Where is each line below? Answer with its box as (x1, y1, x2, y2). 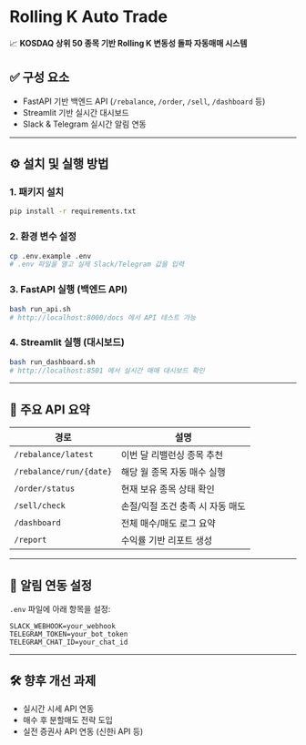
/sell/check (14, 501, 66, 511)
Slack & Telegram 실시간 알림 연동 (22, 118, 148, 129)
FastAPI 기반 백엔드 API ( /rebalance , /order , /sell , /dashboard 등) (22, 96, 266, 107)
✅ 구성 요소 (9, 70, 70, 86)
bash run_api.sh (9, 304, 71, 313)
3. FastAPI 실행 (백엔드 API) (9, 283, 128, 296)
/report (14, 535, 47, 546)
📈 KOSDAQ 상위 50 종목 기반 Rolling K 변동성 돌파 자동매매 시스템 (9, 37, 248, 48)
